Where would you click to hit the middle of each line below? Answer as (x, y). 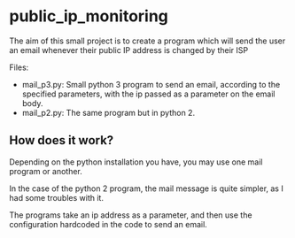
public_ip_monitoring (89, 16)
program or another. (46, 171)
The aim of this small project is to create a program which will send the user (147, 41)
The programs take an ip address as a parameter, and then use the (131, 215)
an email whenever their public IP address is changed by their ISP (129, 50)
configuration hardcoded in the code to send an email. (109, 224)
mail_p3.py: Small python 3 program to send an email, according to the (151, 84)
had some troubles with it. (57, 197)
